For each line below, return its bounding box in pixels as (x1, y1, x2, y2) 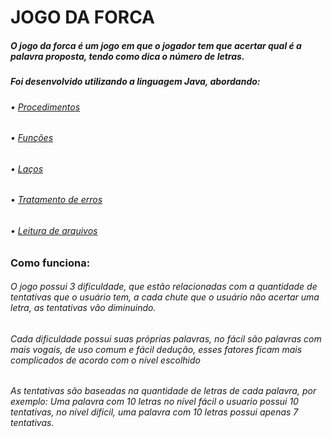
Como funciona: (10, 256, 91, 270)
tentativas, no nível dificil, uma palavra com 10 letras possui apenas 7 (10, 406, 299, 418)
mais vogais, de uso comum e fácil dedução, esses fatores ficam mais (10, 343, 303, 355)
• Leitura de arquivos (10, 224, 98, 236)
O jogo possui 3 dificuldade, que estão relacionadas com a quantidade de (10, 281, 318, 293)
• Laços (10, 162, 44, 175)
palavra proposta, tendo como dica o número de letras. (10, 50, 245, 62)
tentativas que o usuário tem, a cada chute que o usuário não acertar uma (10, 291, 320, 303)
